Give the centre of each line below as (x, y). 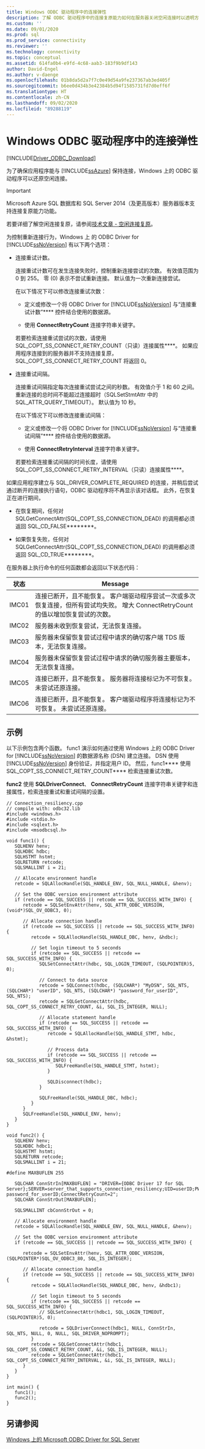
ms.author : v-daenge (33, 75)
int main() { (23, 1387)
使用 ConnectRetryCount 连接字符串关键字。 (81, 325)
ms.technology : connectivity (43, 52)
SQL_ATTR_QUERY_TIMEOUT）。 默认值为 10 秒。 (77, 402)
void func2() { (26, 1136)
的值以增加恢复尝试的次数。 (75, 615)
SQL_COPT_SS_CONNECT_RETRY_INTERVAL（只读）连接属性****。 (101, 470)
